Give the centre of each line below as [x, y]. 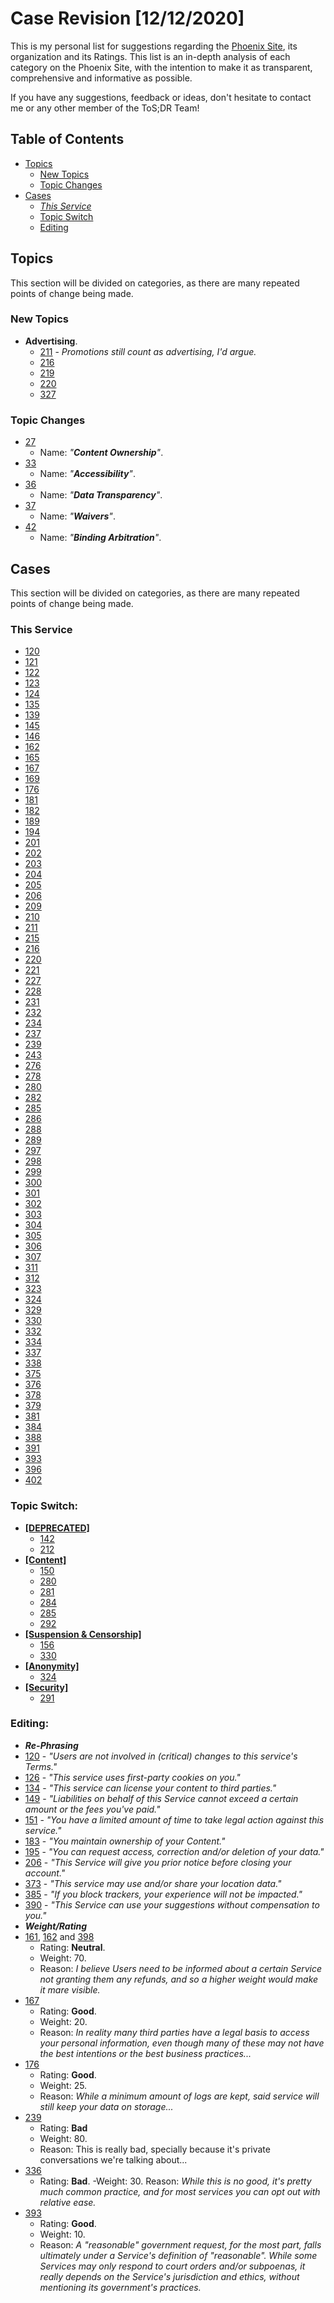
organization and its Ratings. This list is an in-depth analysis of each [150, 56]
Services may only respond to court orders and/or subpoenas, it [172, 2266]
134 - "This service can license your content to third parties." [150, 1788]
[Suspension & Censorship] [83, 1634]
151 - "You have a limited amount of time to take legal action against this [174, 1819]
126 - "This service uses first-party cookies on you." [132, 1777]
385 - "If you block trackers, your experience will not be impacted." [163, 1894]
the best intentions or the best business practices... [145, 2053]
